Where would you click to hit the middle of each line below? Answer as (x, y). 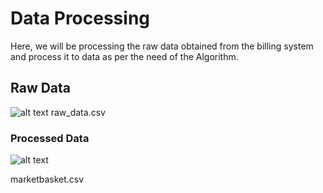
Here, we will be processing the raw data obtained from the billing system (162, 46)
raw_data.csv (78, 112)
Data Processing (80, 18)
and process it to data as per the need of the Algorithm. (124, 56)
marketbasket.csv (47, 179)
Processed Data (50, 138)
